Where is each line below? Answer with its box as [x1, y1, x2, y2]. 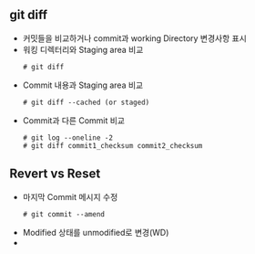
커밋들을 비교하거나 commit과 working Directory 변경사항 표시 [22, 32, 248, 44]
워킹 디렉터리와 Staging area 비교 [22, 44, 144, 55]
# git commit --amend [22, 209, 105, 218]
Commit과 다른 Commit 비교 [22, 114, 126, 126]
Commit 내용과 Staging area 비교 [22, 79, 144, 90]
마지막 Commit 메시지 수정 [22, 191, 118, 202]
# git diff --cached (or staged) [22, 98, 150, 107]
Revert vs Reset [9, 166, 101, 182]
